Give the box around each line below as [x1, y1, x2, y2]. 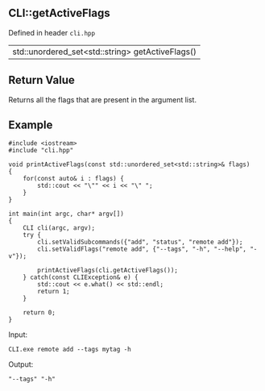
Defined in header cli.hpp [8, 27, 95, 37]
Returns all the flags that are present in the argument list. [8, 94, 197, 104]
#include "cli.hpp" [8, 147, 74, 155]
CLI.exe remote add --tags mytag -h [8, 346, 131, 354]
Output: [8, 360, 34, 369]
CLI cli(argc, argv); [23, 224, 95, 232]
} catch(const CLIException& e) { [23, 273, 139, 281]
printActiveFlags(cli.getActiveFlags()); [37, 266, 179, 275]
